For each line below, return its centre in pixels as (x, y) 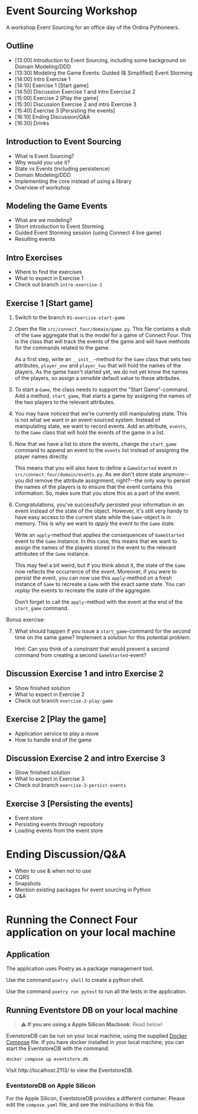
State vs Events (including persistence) (62, 168)
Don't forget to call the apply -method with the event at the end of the (99, 602)
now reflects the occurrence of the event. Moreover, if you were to (96, 572)
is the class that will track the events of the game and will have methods (102, 341)
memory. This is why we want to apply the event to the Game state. (95, 523)
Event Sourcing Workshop (72, 11)
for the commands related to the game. (62, 348)
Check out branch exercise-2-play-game (64, 700)
